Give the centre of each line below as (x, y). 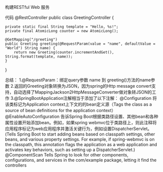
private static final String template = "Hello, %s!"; (62, 27)
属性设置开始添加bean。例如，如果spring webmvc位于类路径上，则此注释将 (81, 123)
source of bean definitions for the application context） (60, 110)
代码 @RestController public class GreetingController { (60, 18)
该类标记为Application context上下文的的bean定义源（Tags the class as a (79, 104)
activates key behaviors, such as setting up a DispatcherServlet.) (70, 150)
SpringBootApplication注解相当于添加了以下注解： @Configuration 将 (88, 98)
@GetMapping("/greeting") (31, 39)
